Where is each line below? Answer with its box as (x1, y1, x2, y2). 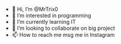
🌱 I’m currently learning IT (11, 18, 76, 25)
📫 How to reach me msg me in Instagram (11, 32, 115, 38)
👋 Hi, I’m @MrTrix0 (11, 6, 59, 12)
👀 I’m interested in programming (11, 12, 92, 19)
